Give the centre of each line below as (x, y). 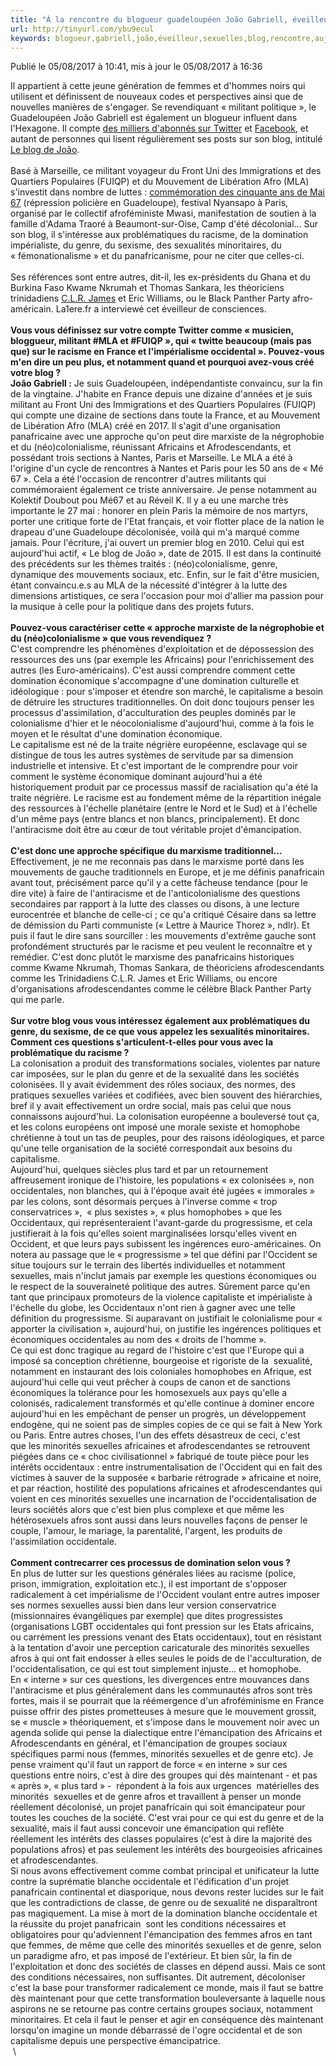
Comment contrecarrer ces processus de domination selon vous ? (150, 1563)
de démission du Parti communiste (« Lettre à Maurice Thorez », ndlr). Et (160, 925)
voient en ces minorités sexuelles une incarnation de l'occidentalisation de (164, 1499)
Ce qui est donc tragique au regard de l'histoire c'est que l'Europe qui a (157, 1350)
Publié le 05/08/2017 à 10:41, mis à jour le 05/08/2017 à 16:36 (136, 67)
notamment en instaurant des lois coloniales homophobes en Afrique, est (161, 1372)
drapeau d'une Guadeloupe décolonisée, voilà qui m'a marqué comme (155, 532)
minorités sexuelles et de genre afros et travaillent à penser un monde (156, 1797)
